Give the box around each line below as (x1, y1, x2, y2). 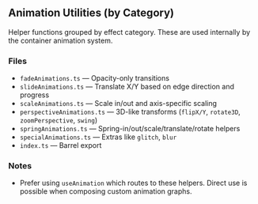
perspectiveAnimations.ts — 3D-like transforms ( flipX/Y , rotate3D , (19, 107, 241, 117)
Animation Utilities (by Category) (8, 6, 174, 20)
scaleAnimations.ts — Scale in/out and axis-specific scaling (19, 99, 218, 108)
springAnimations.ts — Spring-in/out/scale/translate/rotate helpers (19, 124, 241, 134)
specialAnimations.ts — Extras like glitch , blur (19, 132, 177, 142)
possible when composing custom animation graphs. (19, 187, 192, 196)
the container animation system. (8, 36, 113, 45)
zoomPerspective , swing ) (19, 115, 98, 125)
